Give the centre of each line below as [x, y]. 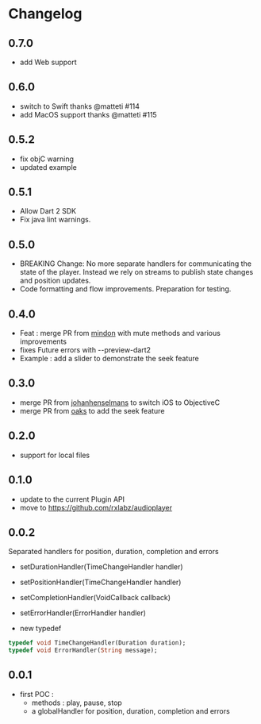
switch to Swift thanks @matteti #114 [80, 106]
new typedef [40, 629]
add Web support [48, 62]
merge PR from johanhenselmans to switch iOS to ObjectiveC [120, 402]
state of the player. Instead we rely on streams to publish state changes [136, 272]
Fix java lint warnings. [55, 220]
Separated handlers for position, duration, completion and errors [114, 552]
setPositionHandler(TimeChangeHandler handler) [100, 582]
